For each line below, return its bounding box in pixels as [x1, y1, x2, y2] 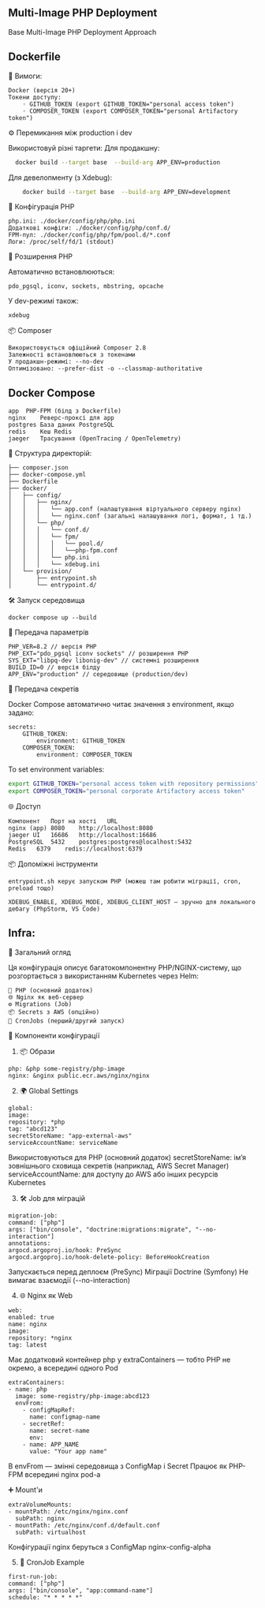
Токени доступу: [8, 93, 62, 101]
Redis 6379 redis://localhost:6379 [8, 844, 144, 853]
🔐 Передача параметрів [8, 627, 89, 638]
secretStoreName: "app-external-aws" [8, 1131, 132, 1139]
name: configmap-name [28, 1412, 101, 1421]
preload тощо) [8, 884, 55, 892]
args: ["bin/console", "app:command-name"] [8, 1586, 154, 1595]
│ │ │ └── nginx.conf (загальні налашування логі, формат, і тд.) [8, 512, 252, 520]
